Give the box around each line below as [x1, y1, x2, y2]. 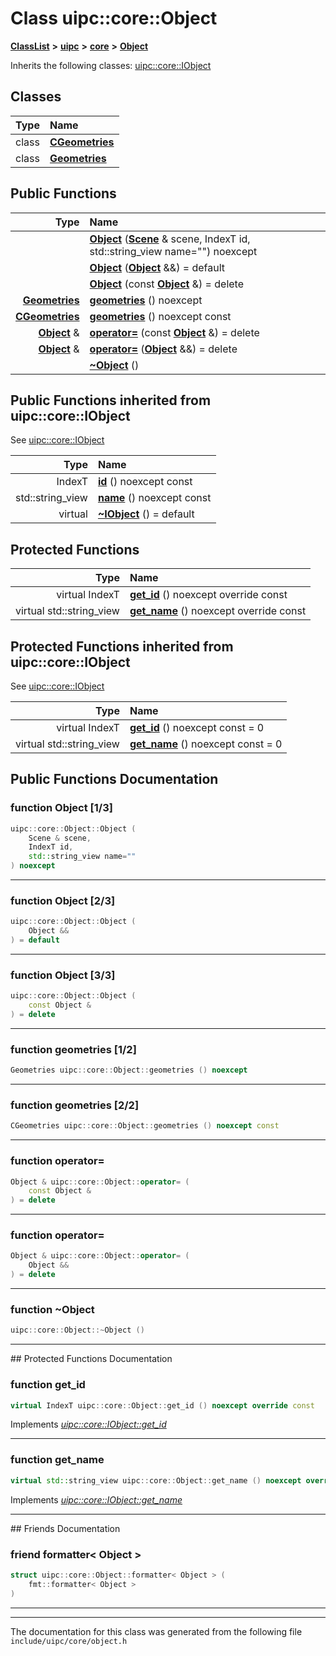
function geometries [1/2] [10, 1042, 137, 1056]
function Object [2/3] [10, 893, 116, 907]
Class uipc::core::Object [10, 7, 218, 30]
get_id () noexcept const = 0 [129, 721, 265, 734]
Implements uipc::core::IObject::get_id [10, 1418, 167, 1431]
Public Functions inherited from [10, 392, 212, 409]
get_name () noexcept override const [129, 604, 307, 618]
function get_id [10, 1378, 86, 1392]
